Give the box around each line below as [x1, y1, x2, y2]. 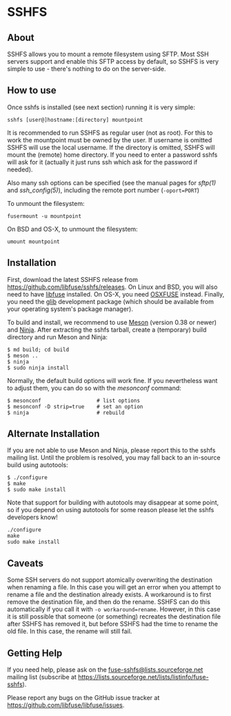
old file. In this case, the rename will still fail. [7, 627, 132, 636]
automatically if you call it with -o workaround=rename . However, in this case [7, 605, 221, 614]
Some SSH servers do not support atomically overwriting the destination [7, 576, 212, 584]
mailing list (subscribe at [7, 673, 77, 681]
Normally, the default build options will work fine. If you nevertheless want [7, 376, 218, 384]
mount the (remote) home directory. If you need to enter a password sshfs [7, 150, 218, 159]
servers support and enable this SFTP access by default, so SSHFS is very [7, 57, 219, 66]
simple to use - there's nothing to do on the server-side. [7, 65, 167, 73]
